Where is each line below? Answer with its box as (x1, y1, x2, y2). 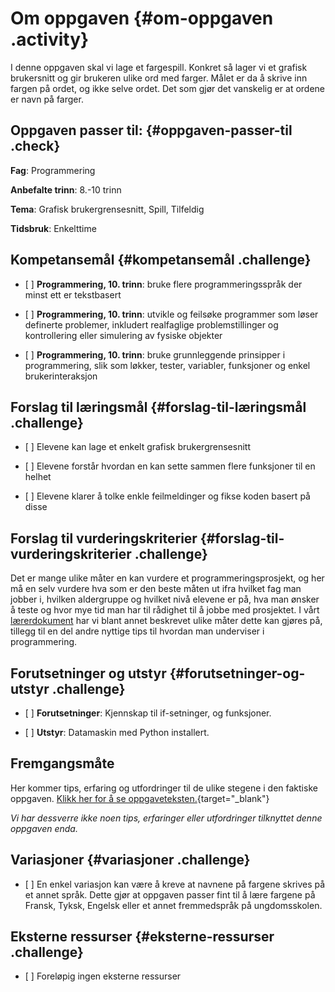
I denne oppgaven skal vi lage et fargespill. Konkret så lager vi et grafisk (10, 61, 308, 73)
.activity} (10, 28, 90, 51)
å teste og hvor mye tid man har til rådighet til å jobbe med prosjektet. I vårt (10, 604, 320, 616)
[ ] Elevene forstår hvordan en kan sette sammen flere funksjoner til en (24, 460, 316, 472)
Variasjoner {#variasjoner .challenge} (10, 852, 251, 869)
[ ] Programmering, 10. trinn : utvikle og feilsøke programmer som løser (24, 308, 319, 320)
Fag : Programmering (10, 164, 96, 176)
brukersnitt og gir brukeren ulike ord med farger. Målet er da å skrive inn (10, 72, 308, 84)
